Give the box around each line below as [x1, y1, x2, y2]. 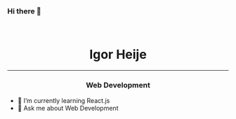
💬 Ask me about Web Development [17, 104, 119, 112]
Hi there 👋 [7, 6, 42, 16]
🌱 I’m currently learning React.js [17, 96, 110, 104]
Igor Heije [88, 47, 147, 62]
